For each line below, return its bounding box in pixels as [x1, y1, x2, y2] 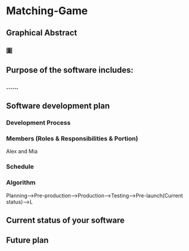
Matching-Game [6, 4, 88, 18]
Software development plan [6, 101, 110, 111]
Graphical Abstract [6, 28, 78, 38]
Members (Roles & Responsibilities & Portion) [6, 135, 138, 143]
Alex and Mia [6, 148, 38, 155]
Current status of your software [6, 216, 125, 226]
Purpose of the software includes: [6, 65, 134, 75]
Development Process [6, 119, 71, 127]
